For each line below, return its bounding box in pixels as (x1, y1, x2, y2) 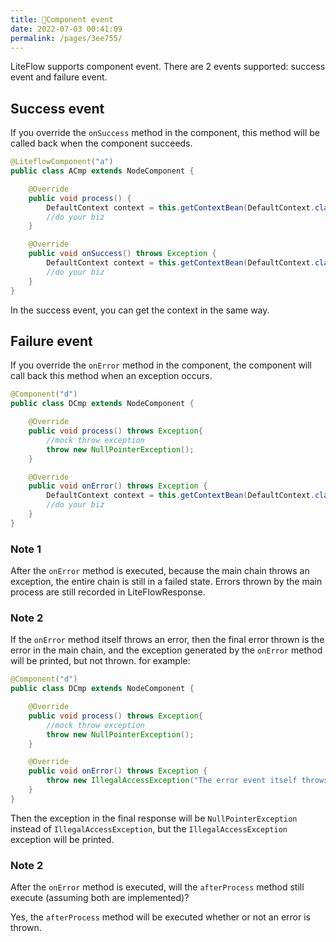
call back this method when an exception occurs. (10, 370, 213, 382)
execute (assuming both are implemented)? (10, 892, 190, 904)
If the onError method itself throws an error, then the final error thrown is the (10, 634, 325, 646)
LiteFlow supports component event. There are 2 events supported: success (10, 61, 326, 73)
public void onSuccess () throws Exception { (28, 249, 217, 259)
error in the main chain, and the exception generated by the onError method (10, 644, 323, 656)
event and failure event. (10, 71, 108, 83)
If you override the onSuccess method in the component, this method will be (10, 127, 320, 139)
